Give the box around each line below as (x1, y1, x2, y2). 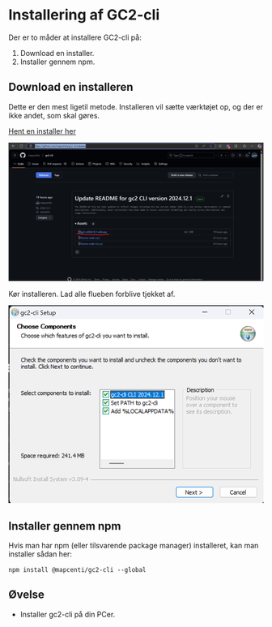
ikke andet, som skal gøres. (8, 110, 100, 120)
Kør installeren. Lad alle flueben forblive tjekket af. (8, 290, 176, 299)
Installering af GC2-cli (8, 6, 160, 24)
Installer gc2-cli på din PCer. (19, 609, 116, 619)
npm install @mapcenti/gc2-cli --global (8, 566, 147, 574)
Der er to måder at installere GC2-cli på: (8, 32, 142, 42)
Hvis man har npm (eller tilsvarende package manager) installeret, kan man (8, 541, 259, 551)
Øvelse (8, 588, 45, 602)
